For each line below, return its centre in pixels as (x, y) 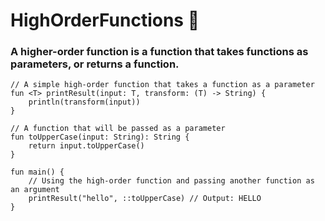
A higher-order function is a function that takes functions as (159, 52)
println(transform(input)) (84, 102)
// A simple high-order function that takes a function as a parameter (162, 85)
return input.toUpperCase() (86, 146)
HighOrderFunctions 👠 (105, 20)
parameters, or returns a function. (95, 64)
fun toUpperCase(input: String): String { (100, 137)
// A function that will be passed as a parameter (118, 129)
